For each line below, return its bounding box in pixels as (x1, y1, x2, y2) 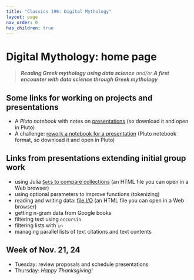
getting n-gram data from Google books (14, 209, 112, 216)
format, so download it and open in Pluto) (14, 136, 115, 143)
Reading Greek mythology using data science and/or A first (20, 70, 169, 77)
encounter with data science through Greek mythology (20, 76, 158, 83)
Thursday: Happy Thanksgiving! (14, 266, 93, 274)
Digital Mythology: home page (6, 50, 157, 63)
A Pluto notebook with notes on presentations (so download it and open (14, 118, 189, 124)
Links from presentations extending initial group (6, 153, 186, 163)
